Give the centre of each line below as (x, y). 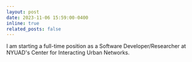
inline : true (23, 23)
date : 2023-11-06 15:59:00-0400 (47, 18)
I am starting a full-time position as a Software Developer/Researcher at (96, 46)
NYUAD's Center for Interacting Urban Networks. (68, 53)
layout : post (23, 12)
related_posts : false (34, 29)
